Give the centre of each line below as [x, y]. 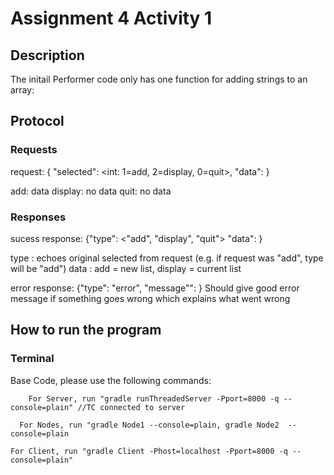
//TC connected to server [131, 407]
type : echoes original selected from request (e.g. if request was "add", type [167, 258]
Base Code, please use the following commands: [111, 380]
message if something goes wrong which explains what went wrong [150, 298]
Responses [38, 217]
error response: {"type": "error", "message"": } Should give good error [155, 288]
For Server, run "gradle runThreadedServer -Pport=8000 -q [154, 398]
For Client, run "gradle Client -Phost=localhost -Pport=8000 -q [149, 451]
